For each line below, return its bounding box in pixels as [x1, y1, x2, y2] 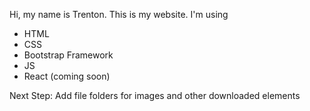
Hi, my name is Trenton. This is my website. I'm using [9, 9, 229, 20]
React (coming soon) [23, 70, 111, 82]
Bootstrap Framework [23, 49, 114, 61]
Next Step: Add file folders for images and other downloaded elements [9, 90, 301, 101]
